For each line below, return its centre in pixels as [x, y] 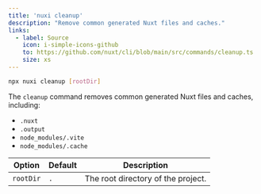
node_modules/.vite [52, 138]
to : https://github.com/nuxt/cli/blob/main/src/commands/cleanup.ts [138, 52]
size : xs [37, 60]
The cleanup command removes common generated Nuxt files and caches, [131, 97]
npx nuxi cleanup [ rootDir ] [55, 81]
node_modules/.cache [54, 146]
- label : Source [42, 38]
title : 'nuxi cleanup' [46, 15]
